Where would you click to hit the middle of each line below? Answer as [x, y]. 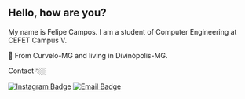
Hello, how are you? [57, 13]
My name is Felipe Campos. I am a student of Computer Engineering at [122, 31]
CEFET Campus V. [38, 40]
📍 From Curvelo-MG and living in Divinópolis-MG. [88, 55]
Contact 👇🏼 [27, 71]
